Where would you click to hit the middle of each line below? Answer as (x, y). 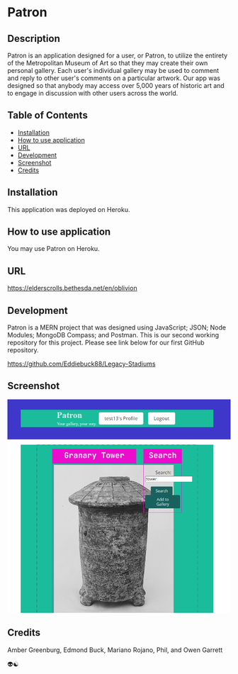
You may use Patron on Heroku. (54, 249)
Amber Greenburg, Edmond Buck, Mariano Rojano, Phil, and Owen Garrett (115, 650)
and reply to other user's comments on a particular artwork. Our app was (114, 78)
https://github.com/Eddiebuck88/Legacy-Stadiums (81, 364)
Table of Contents (48, 115)
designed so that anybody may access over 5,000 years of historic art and (116, 85)
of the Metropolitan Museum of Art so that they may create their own (108, 63)
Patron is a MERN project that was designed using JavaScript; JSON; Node (117, 327)
